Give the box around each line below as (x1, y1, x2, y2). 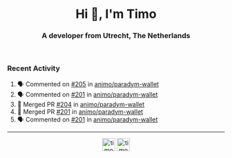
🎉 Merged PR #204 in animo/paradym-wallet (17, 100, 145, 108)
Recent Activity (7, 63, 61, 73)
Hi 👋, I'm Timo (75, 6, 157, 22)
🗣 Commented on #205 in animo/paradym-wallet (17, 79, 159, 88)
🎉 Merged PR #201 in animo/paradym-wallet (17, 107, 144, 116)
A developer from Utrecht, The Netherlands (41, 31, 191, 41)
